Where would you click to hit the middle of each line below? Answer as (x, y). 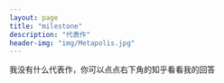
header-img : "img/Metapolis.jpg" (72, 43)
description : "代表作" (50, 34)
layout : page (34, 18)
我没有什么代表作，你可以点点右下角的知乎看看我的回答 (112, 69)
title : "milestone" (46, 26)
